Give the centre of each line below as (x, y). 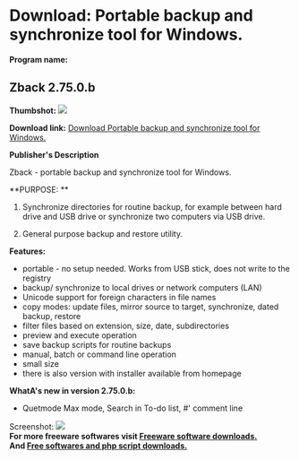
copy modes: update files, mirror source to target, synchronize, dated (150, 307)
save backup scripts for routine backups (97, 344)
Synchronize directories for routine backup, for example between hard (152, 206)
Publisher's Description (54, 154)
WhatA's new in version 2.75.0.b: (73, 390)
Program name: (39, 59)
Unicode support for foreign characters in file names (119, 297)
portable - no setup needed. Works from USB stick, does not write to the (156, 268)
